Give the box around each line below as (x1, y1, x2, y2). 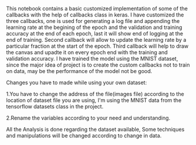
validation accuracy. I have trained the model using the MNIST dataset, (6, 55, 178, 62)
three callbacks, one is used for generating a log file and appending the (6, 18, 180, 24)
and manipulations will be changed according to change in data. (6, 132, 162, 139)
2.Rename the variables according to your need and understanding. (6, 114, 171, 121)
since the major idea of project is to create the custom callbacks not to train (6, 61, 190, 68)
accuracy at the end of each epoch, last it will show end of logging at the (6, 30, 184, 37)
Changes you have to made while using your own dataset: (6, 79, 147, 86)
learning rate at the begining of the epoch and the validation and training (6, 24, 182, 31)
